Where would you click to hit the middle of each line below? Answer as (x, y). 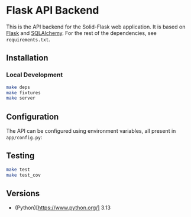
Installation (27, 58)
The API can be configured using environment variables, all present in (91, 131)
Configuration (33, 117)
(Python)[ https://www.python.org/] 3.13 (63, 208)
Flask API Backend (53, 10)
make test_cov (24, 175)
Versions (23, 194)
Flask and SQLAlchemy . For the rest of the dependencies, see (81, 33)
